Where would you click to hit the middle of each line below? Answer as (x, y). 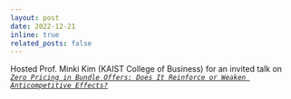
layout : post (35, 18)
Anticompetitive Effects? (59, 86)
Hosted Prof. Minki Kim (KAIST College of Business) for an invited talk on (146, 69)
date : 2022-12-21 (43, 26)
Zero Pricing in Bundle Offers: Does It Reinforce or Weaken (128, 78)
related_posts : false (51, 43)
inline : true (35, 35)
